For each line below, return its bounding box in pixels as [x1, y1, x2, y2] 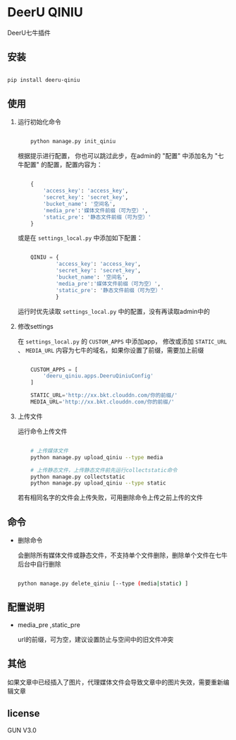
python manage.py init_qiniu [30, 138, 116, 145]
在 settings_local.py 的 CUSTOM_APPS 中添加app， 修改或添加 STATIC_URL [17, 336, 228, 346]
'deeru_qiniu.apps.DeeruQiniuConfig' [43, 372, 154, 380]
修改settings [17, 322, 54, 330]
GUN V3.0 [7, 726, 37, 734]
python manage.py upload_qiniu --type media [30, 454, 163, 461]
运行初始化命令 [17, 118, 61, 126]
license [7, 708, 40, 720]
